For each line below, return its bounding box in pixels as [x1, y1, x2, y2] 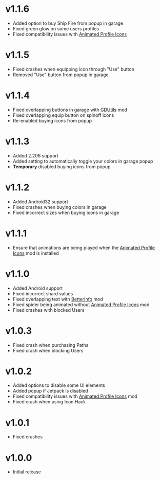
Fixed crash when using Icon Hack [12, 399, 86, 405]
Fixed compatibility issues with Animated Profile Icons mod [12, 393, 137, 399]
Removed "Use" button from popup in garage [12, 72, 109, 78]
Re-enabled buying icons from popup [12, 117, 92, 123]
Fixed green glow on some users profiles [12, 25, 99, 31]
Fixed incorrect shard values [12, 290, 73, 296]
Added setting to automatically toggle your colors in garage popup [12, 158, 153, 164]
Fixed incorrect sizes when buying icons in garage [12, 209, 119, 216]
